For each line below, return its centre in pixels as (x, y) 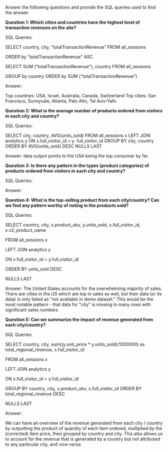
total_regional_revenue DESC (35, 394)
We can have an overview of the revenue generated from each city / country (84, 423)
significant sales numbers (32, 310)
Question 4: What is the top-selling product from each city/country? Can (82, 200)
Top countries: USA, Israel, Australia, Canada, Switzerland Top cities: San (81, 96)
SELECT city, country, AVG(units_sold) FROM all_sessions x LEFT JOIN (78, 135)
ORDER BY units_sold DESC (34, 269)
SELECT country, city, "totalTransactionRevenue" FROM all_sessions (76, 47)
